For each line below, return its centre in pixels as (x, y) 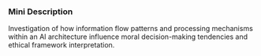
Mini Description (41, 12)
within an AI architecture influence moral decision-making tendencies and (128, 37)
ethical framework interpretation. (62, 45)
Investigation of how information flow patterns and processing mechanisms (131, 29)
